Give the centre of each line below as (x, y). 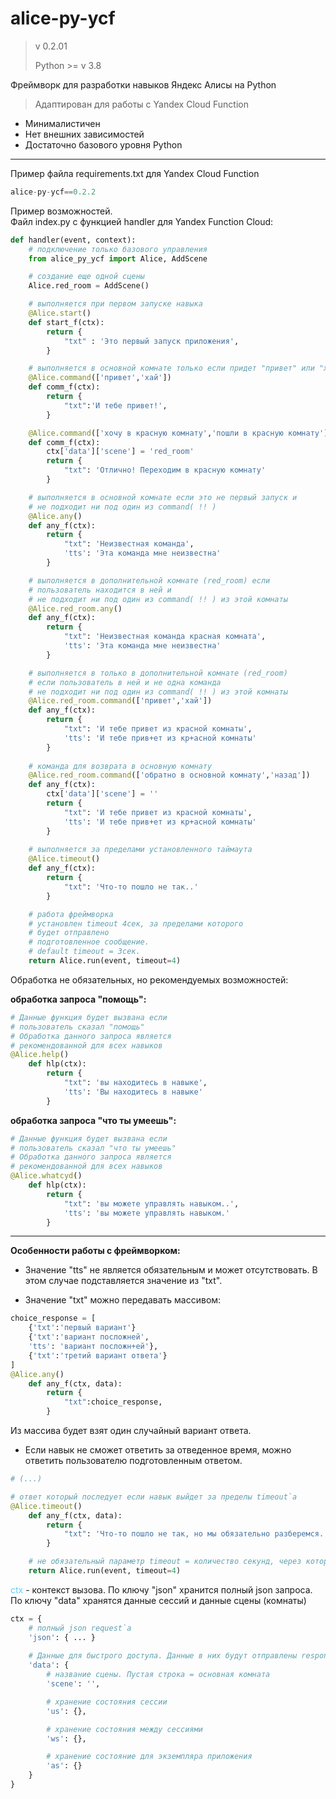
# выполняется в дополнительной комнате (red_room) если (149, 580)
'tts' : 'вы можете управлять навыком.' (146, 1213)
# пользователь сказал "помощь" (77, 1027)
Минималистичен (62, 123)
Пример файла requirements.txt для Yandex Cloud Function (135, 173)
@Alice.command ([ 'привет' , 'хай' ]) (100, 378)
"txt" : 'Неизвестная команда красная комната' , (165, 637)
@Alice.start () (60, 313)
